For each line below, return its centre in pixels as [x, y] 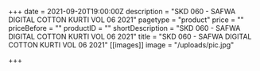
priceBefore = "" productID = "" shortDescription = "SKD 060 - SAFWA [124, 28]
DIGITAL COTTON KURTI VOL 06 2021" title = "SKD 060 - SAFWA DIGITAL [130, 36]
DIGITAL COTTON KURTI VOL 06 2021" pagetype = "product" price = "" [126, 20]
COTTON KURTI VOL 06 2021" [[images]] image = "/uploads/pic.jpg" [121, 45]
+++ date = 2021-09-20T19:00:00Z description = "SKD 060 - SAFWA [122, 11]
